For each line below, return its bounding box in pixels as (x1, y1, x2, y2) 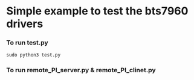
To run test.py (6, 38, 48, 47)
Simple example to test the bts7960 (6, 4, 189, 18)
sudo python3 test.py (6, 52, 61, 58)
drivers (6, 17, 44, 31)
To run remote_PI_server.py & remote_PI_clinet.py (6, 66, 156, 75)
